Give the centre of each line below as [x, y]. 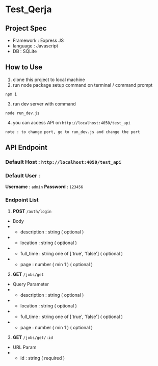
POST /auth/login [32, 211]
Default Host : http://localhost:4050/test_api [63, 162]
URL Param [24, 347]
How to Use [24, 67]
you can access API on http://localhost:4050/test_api [72, 122]
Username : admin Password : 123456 [44, 187]
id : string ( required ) [43, 358]
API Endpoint [26, 148]
